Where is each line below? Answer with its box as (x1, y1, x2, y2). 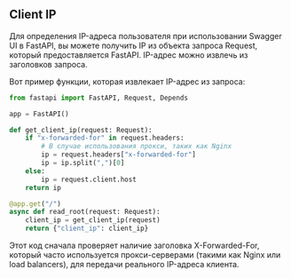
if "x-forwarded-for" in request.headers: (25, 133, 185, 143)
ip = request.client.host (41, 175, 138, 184)
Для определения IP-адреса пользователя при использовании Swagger (9, 30, 282, 41)
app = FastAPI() (9, 109, 69, 118)
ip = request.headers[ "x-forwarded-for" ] (41, 150, 197, 159)
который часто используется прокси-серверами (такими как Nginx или (9, 250, 281, 260)
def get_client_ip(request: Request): (9, 125, 153, 134)
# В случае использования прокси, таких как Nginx (41, 142, 232, 151)
